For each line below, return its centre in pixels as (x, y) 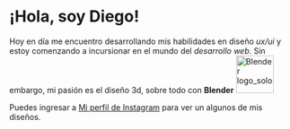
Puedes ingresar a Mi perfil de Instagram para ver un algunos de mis (136, 107)
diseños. (25, 116)
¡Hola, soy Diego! (75, 17)
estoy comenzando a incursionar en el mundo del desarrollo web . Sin (138, 50)
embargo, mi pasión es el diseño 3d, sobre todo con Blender (122, 90)
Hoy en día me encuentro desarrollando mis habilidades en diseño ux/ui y (145, 41)
